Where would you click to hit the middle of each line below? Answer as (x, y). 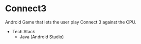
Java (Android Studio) (42, 37)
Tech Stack (24, 31)
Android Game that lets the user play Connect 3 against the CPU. (71, 22)
